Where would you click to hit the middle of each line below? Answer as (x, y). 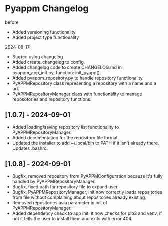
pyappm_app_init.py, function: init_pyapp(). (56, 72)
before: (12, 22)
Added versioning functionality (44, 32)
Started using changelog (37, 57)
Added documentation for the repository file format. (65, 137)
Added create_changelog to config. (48, 62)
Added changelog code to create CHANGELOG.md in (67, 67)
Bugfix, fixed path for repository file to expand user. (65, 187)
